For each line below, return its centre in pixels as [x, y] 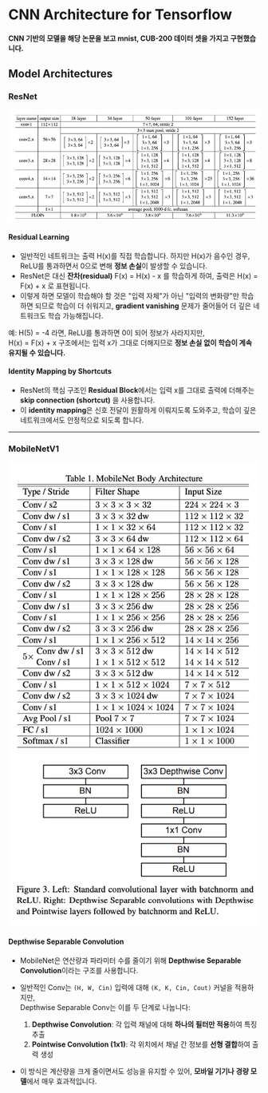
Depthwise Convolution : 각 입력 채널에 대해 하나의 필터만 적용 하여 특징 [144, 1024]
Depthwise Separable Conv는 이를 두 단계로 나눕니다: [105, 1007]
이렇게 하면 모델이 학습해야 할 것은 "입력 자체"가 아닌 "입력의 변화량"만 [129, 295]
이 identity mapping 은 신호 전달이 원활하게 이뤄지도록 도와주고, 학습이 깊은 [138, 410]
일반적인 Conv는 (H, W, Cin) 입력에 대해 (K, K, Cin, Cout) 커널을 [126, 987]
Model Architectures [61, 74]
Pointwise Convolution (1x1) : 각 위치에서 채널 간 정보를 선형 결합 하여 [141, 1044]
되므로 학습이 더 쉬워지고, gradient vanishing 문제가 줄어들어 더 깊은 [143, 306]
